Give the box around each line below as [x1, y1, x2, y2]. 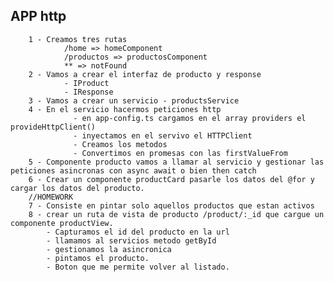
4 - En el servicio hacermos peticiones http [28, 104, 222, 114]
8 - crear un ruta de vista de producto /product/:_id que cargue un [28, 209, 325, 219]
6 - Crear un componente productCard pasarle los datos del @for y [28, 174, 315, 184]
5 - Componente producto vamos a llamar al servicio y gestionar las [28, 157, 325, 167]
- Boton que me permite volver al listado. [46, 262, 230, 272]
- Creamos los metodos [73, 139, 168, 149]
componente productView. [10, 218, 114, 228]
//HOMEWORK [28, 192, 74, 202]
